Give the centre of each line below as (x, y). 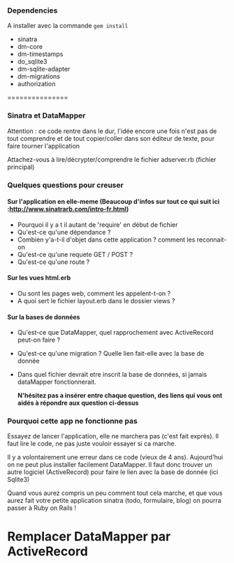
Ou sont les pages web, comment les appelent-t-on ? (94, 293)
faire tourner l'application (44, 146)
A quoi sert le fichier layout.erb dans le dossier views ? (96, 300)
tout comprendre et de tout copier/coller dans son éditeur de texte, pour (111, 138)
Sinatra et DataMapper (46, 116)
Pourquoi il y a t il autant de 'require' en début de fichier (97, 224)
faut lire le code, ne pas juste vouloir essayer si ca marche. (92, 444)
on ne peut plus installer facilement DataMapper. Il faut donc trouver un (110, 465)
